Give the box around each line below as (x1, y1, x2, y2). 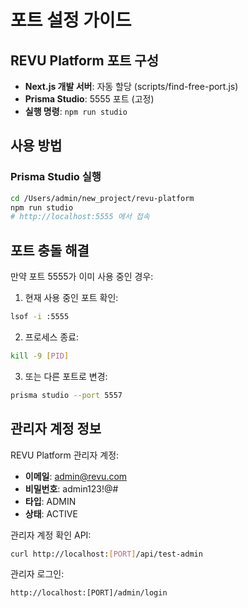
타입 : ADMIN (24, 495, 77, 507)
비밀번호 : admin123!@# (24, 482, 119, 495)
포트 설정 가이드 (10, 9, 132, 32)
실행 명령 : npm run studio (24, 106, 128, 117)
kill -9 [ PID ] (10, 351, 70, 361)
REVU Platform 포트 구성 (10, 52, 159, 69)
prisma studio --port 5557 (10, 390, 123, 400)
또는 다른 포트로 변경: (24, 370, 108, 382)
